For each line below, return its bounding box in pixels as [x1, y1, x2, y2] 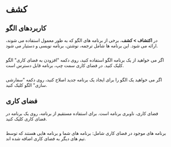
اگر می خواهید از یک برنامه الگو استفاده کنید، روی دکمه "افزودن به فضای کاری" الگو [6, 57, 164, 63]
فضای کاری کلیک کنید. [6, 115, 47, 122]
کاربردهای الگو [6, 24, 46, 33]
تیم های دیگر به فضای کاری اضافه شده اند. [6, 135, 86, 141]
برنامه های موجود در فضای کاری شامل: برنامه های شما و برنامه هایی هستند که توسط [6, 130, 166, 136]
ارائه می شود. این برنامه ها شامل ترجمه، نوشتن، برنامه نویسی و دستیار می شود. [6, 43, 158, 49]
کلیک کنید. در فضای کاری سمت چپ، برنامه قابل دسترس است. [6, 63, 124, 68]
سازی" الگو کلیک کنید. [6, 82, 47, 88]
